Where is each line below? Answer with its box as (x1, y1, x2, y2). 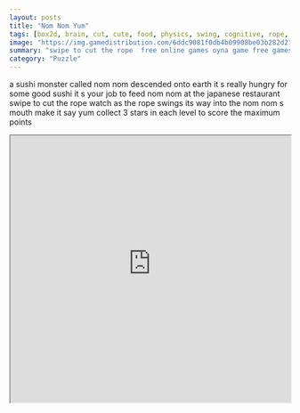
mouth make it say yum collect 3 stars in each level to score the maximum (9, 108, 280, 117)
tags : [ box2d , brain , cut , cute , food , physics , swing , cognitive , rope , (9, 29, 289, 38)
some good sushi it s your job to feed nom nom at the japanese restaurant (9, 88, 280, 99)
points (9, 117, 33, 127)
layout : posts (9, 12, 62, 22)
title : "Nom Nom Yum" (9, 21, 90, 30)
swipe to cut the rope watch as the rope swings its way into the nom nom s (9, 98, 284, 108)
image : (9, 37, 34, 47)
